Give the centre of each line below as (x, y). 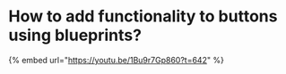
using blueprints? (75, 35)
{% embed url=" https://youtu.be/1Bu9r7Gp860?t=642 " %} (117, 60)
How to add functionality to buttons (143, 16)
